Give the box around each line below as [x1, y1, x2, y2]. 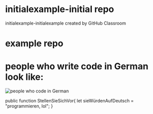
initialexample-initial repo [5, 4, 114, 15]
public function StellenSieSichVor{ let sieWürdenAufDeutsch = [5, 98, 134, 104]
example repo [5, 38, 64, 49]
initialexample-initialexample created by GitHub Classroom [5, 20, 126, 26]
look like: [5, 71, 44, 83]
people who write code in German [5, 61, 149, 72]
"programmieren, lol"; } [5, 103, 53, 109]
